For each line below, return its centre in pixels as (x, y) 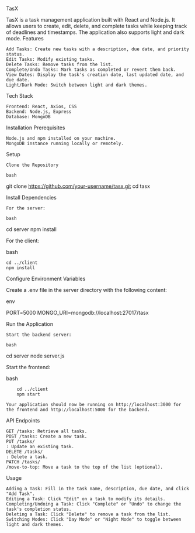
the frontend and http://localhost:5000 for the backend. (78, 410)
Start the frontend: (28, 367)
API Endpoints (23, 420)
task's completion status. (39, 509)
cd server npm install (31, 229)
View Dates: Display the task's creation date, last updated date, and (95, 75)
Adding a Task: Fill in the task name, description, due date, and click (98, 489)
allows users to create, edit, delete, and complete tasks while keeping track (97, 26)
